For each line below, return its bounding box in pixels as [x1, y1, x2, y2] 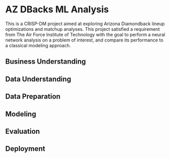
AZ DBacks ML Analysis [5, 4, 109, 15]
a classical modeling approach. [5, 42, 71, 48]
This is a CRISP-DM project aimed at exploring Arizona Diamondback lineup [5, 21, 165, 27]
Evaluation [5, 127, 40, 135]
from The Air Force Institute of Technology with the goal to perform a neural [5, 31, 165, 37]
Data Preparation [5, 92, 60, 101]
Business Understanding [5, 57, 86, 66]
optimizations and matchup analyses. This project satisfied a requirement [5, 26, 160, 32]
